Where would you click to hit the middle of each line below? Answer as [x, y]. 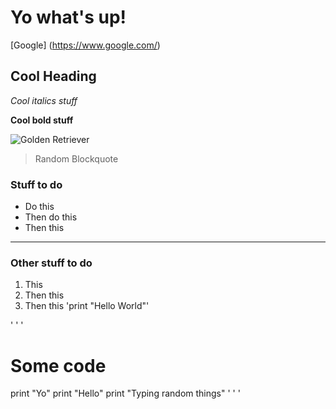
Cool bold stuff [42, 120]
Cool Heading [53, 76]
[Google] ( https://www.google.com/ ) [85, 45]
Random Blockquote [76, 158]
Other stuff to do [51, 263]
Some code [58, 365]
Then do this [51, 217]
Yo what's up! [68, 17]
